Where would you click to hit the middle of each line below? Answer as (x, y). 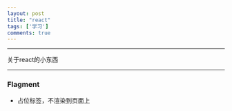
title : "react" (29, 20)
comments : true (29, 33)
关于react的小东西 (33, 60)
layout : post (26, 13)
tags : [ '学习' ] (28, 26)
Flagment (23, 85)
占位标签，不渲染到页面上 (54, 100)
